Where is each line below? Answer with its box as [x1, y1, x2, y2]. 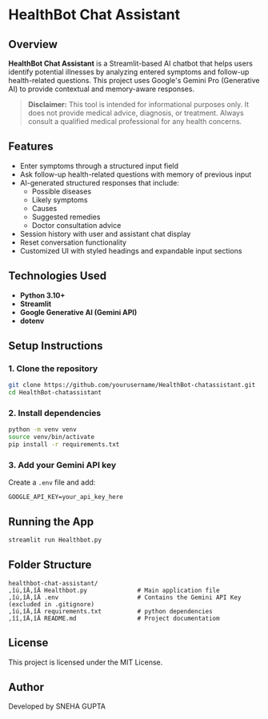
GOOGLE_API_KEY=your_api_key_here [8, 493, 124, 501]
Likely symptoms [31, 194, 88, 205]
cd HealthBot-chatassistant [8, 389, 102, 397]
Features [8, 140, 54, 154]
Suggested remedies [31, 212, 101, 222]
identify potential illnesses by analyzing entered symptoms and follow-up [8, 67, 250, 77]
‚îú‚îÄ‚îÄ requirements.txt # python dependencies [8, 607, 214, 615]
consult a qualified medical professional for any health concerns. [27, 117, 242, 126]
